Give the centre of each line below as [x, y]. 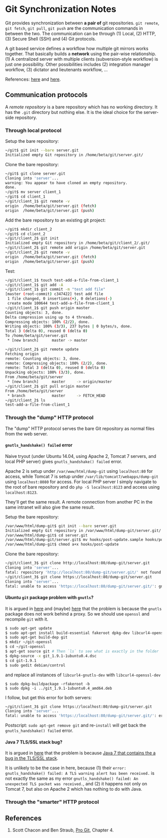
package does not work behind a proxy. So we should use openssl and [78, 614]
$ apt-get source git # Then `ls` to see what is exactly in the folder [82, 651]
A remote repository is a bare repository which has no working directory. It [81, 107]
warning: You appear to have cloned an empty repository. [66, 183]
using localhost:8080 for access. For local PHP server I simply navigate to [81, 482]
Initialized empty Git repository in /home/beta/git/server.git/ [74, 155]
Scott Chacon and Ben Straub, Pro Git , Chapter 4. [63, 830]
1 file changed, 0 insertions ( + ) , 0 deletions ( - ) [60, 299]
